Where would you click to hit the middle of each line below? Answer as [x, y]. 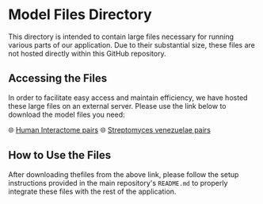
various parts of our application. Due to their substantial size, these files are [131, 44]
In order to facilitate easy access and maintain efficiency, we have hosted [128, 98]
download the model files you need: [67, 114]
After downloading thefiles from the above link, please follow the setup [124, 174]
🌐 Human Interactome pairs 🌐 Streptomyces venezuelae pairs [110, 129]
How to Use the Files [60, 155]
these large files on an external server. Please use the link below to [117, 106]
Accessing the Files [58, 78]
